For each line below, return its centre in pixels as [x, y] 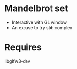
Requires [23, 48]
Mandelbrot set [36, 9]
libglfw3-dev [17, 61]
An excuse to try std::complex [42, 27]
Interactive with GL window [39, 22]
